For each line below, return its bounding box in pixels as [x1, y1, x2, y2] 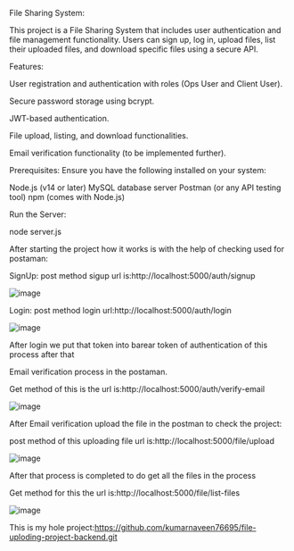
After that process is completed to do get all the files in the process [9, 471, 257, 480]
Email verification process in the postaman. [9, 366, 167, 377]
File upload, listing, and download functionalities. [9, 130, 189, 141]
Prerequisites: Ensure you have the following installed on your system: [9, 165, 266, 175]
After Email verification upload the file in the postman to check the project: [9, 419, 282, 429]
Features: [9, 62, 45, 71]
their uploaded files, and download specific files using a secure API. [9, 44, 258, 54]
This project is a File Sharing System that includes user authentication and [9, 25, 282, 35]
